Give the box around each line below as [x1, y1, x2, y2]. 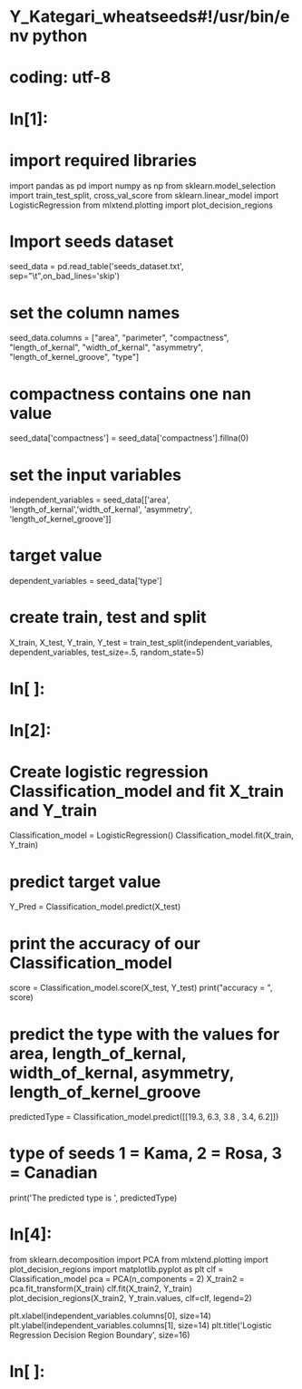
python [32, 25, 88, 46]
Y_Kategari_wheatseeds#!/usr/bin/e [9, 6, 290, 27]
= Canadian [9, 1162, 98, 1183]
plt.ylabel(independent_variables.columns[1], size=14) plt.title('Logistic [9, 1320, 272, 1331]
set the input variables [9, 464, 182, 485]
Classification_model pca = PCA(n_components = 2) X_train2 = [9, 1274, 245, 1285]
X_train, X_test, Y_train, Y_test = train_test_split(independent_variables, [9, 637, 273, 648]
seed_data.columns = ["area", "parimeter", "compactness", [9, 333, 229, 344]
